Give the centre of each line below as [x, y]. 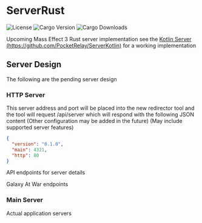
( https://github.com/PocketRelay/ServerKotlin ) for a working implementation [101, 45]
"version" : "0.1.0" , [38, 144]
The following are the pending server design [62, 79]
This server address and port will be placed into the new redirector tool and [100, 108]
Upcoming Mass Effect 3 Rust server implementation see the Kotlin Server [99, 39]
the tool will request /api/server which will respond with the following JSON [100, 115]
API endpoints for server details [46, 173]
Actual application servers [39, 213]
